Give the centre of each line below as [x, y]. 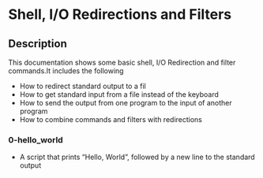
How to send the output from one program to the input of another [126, 103]
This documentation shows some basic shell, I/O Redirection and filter [122, 62]
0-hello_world [36, 139]
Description [38, 44]
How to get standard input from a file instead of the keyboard [119, 95]
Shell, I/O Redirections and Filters [120, 15]
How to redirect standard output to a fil [83, 86]
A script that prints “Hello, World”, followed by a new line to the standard [137, 157]
